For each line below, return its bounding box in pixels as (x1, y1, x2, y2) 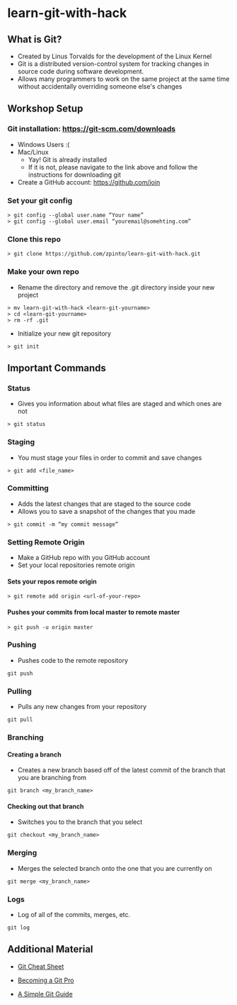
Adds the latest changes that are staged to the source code (17, 499, 191, 508)
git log (7, 924, 30, 931)
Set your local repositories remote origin (17, 561, 135, 569)
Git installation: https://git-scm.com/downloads (7, 124, 175, 134)
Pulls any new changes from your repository (17, 703, 147, 711)
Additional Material (7, 943, 93, 955)
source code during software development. (17, 67, 144, 75)
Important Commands (7, 362, 106, 374)
